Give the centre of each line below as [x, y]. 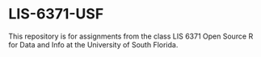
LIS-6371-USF [56, 14]
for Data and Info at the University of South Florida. [93, 44]
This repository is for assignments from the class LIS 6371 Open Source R [131, 36]
